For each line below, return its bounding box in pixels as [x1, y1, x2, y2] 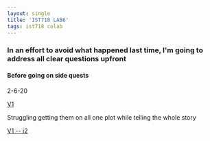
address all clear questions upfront [7, 54, 127, 64]
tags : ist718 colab [7, 23, 63, 30]
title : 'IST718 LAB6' [7, 17, 69, 23]
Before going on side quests [7, 71, 89, 79]
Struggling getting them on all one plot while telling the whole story [7, 113, 197, 121]
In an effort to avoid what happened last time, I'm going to [7, 45, 204, 55]
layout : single [7, 10, 51, 17]
